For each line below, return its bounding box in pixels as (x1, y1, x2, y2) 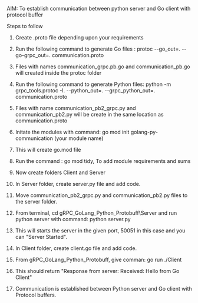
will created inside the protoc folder (15, 69, 102, 76)
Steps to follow (6, 23, 43, 29)
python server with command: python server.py (15, 216, 131, 222)
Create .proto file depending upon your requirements (15, 34, 144, 41)
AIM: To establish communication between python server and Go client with (6, 5, 191, 12)
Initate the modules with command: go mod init (15, 129, 130, 135)
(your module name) (54, 135, 104, 142)
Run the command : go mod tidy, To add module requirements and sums (15, 158, 191, 164)
